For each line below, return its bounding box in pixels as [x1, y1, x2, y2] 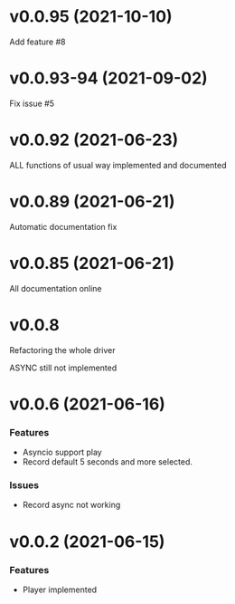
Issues [9, 479, 40, 492]
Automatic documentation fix [9, 221, 117, 232]
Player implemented [22, 584, 98, 595]
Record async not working [22, 500, 121, 511]
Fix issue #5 [9, 98, 54, 109]
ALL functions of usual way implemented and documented [9, 159, 228, 170]
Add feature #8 [9, 36, 66, 47]
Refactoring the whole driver [9, 344, 116, 355]
